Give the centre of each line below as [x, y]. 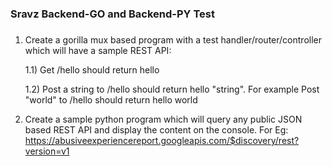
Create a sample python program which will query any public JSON [163, 119]
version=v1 [47, 151]
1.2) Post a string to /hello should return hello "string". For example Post [172, 89]
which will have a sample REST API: [98, 50]
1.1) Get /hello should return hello [92, 69]
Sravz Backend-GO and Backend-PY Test [112, 14]
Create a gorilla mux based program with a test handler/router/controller [173, 39]
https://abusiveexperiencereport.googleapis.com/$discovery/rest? [162, 140]
